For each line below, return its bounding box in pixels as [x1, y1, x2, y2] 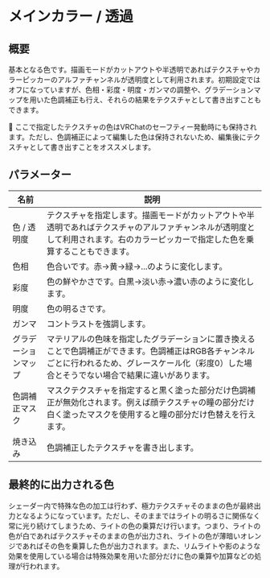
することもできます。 [55, 246, 134, 257]
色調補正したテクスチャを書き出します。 [47, 442, 198, 453]
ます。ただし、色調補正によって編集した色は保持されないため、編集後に [8, 132, 247, 142]
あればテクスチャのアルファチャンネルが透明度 [70, 221, 247, 233]
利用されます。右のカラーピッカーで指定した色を [62, 233, 247, 245]
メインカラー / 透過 [8, 7, 134, 26]
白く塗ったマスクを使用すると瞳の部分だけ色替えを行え [47, 408, 256, 419]
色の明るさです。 [47, 303, 111, 314]
